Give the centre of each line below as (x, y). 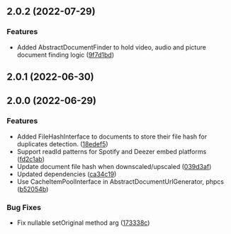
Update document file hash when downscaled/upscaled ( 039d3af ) (114, 166)
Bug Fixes (24, 207)
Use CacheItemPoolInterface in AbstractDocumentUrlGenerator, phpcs (120, 181)
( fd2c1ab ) (31, 159)
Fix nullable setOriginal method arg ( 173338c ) (83, 223)
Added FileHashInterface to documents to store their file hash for (112, 136)
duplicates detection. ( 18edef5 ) (62, 144)
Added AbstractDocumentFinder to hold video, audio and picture (111, 47)
